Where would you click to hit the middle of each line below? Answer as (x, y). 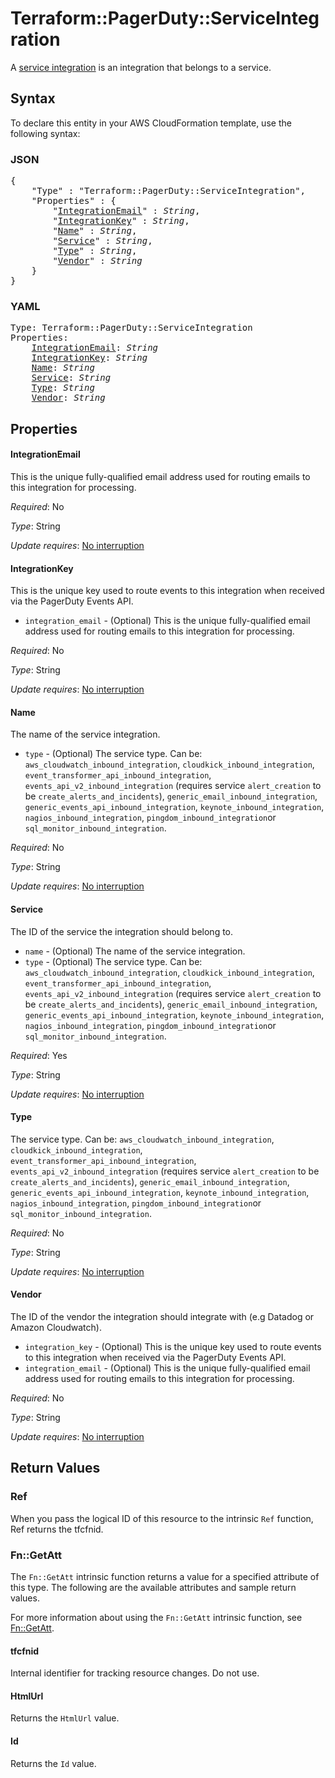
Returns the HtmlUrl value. (65, 1718)
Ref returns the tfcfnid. (57, 1529)
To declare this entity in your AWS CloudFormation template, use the (151, 123)
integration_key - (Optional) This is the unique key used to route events (173, 1346)
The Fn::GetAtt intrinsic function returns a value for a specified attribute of (165, 1576)
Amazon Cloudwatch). (56, 1327)
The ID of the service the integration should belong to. (122, 931)
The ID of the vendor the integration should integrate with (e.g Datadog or (162, 1316)
